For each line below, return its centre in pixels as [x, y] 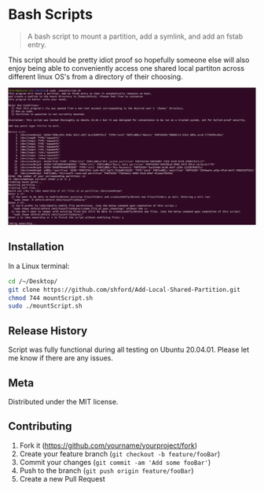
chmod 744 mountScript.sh [50, 298]
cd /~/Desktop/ [33, 281]
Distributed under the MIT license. [63, 401]
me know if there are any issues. [61, 358]
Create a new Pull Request [62, 478]
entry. [37, 44]
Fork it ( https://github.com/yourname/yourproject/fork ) [108, 445]
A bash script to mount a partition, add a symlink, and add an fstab [135, 36]
